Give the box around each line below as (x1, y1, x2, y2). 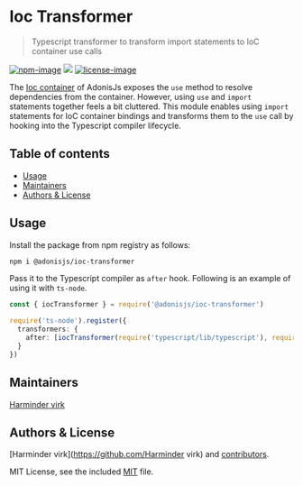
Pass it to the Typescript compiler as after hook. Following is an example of (9, 273, 291, 284)
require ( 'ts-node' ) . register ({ (9, 316, 127, 326)
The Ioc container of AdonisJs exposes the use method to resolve (9, 81, 253, 92)
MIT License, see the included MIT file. (9, 466, 154, 477)
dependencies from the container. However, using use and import (9, 91, 252, 102)
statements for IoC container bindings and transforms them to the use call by (9, 110, 294, 121)
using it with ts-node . (9, 282, 87, 294)
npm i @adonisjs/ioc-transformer (9, 257, 135, 266)
